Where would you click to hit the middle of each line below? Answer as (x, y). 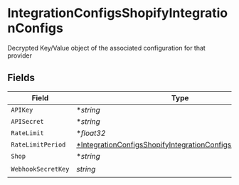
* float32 (91, 133)
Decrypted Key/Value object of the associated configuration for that (107, 48)
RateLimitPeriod (38, 144)
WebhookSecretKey (40, 169)
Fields (21, 78)
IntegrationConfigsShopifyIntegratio (118, 13)
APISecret (27, 121)
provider (20, 55)
